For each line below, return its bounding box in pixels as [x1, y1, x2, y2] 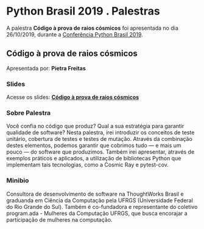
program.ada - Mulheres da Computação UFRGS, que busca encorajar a [6, 210, 188, 217]
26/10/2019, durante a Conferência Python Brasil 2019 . [6, 30, 143, 38]
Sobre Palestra [6, 108, 51, 117]
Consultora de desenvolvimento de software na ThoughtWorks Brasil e [6, 190, 184, 197]
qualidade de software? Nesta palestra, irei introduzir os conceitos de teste [6, 129, 195, 136]
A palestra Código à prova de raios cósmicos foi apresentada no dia [6, 24, 178, 32]
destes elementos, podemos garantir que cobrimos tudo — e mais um [6, 142, 181, 149]
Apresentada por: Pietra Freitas [6, 64, 86, 72]
